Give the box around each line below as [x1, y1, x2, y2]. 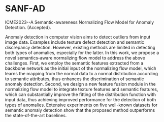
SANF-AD [5, 3, 45, 14]
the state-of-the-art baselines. [5, 112, 67, 118]
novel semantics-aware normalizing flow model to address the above [5, 55, 145, 61]
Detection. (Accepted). [5, 24, 52, 30]
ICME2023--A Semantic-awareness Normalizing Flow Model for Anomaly [5, 19, 154, 25]
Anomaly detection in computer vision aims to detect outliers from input [5, 34, 151, 40]
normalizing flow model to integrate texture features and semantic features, [5, 86, 159, 92]
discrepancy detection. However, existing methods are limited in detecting [5, 44, 156, 50]
